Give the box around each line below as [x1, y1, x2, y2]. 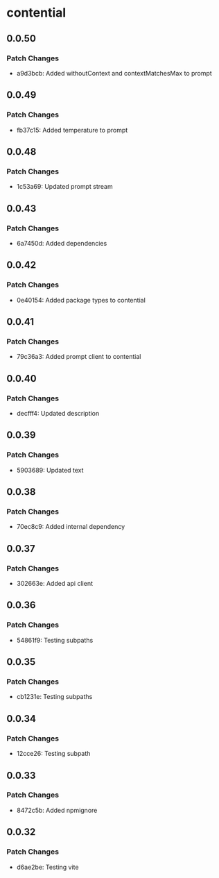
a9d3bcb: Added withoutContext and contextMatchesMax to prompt [16, 69, 212, 77]
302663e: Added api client [16, 580, 93, 588]
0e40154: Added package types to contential [16, 296, 146, 304]
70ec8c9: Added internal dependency [16, 523, 125, 531]
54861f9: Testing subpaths [16, 636, 94, 644]
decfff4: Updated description [16, 410, 100, 417]
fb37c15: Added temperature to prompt [16, 126, 128, 134]
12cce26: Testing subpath [16, 750, 91, 758]
